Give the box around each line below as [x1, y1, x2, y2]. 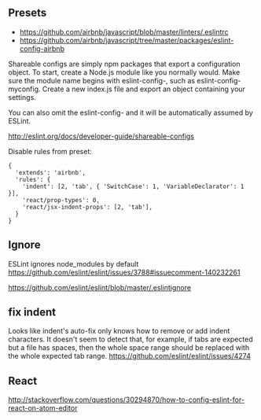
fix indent [8, 306, 57, 319]
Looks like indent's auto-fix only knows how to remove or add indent [8, 326, 230, 336]
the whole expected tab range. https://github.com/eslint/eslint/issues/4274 [8, 352, 252, 361]
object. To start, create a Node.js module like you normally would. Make [8, 67, 241, 77]
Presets [8, 6, 47, 20]
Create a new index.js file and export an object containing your [42, 84, 246, 94]
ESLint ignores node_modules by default [8, 259, 139, 268]
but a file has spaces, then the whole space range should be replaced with [8, 343, 250, 352]
